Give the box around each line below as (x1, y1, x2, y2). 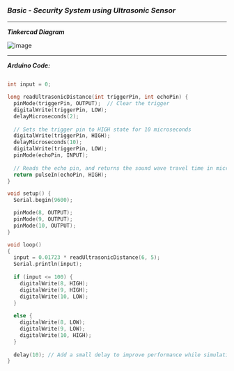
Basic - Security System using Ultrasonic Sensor (7, 6, 176, 15)
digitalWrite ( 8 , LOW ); (19, 319, 86, 326)
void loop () (7, 241, 42, 248)
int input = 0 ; (7, 81, 52, 88)
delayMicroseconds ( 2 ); (13, 113, 79, 120)
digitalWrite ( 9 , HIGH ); (19, 286, 89, 294)
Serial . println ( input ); (13, 260, 82, 268)
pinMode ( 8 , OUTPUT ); (13, 210, 73, 216)
